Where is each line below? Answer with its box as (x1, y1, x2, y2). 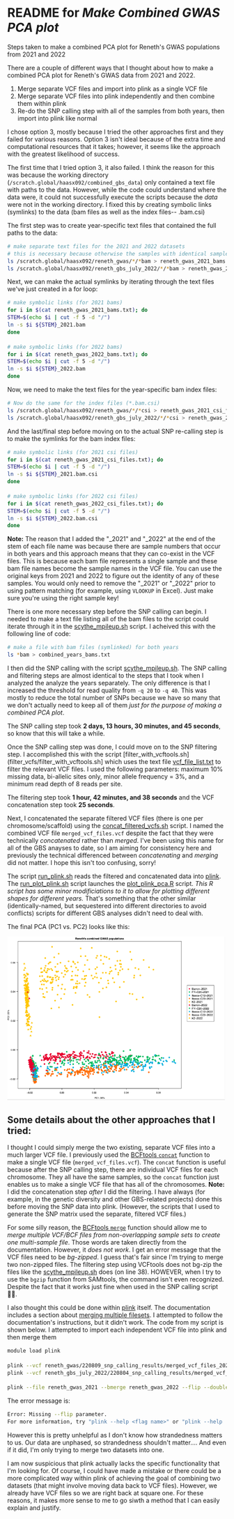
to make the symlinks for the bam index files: (7, 434, 136, 443)
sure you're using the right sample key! (7, 594, 120, 602)
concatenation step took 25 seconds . (7, 801, 115, 809)
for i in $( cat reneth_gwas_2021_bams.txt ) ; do (7, 306, 148, 314)
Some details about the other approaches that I (7, 1114, 216, 1125)
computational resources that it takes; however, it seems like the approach (7, 142, 221, 150)
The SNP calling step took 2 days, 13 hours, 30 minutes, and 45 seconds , (7, 722, 221, 731)
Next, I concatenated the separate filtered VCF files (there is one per (7, 814, 204, 823)
